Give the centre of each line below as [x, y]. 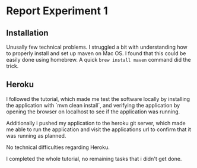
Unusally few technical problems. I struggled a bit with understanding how [97, 47]
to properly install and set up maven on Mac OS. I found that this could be [96, 53]
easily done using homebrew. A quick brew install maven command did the [99, 60]
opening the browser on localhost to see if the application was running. [93, 112]
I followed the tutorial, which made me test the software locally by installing [98, 99]
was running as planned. [36, 135]
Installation [27, 33]
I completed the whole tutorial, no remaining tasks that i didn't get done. [94, 159]
